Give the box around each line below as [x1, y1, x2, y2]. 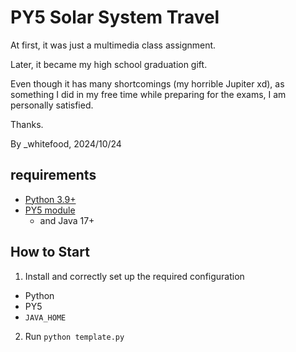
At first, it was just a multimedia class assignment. [10, 39, 217, 51]
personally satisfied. [10, 99, 94, 111]
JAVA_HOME [24, 312, 67, 323]
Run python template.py [24, 330, 125, 342]
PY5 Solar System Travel [10, 6, 220, 29]
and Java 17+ [39, 214, 95, 226]
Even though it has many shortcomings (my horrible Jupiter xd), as [10, 77, 285, 90]
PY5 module [24, 204, 76, 216]
